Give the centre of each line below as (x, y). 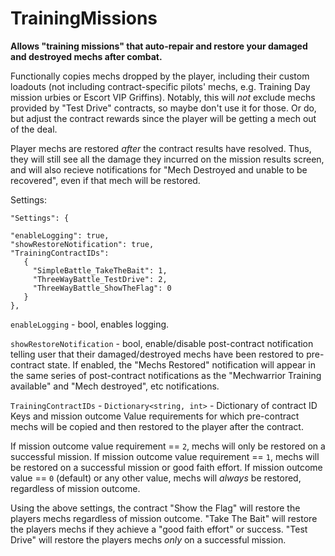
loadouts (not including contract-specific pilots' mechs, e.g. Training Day (160, 86)
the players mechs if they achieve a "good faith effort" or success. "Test (159, 529)
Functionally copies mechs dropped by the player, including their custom (160, 76)
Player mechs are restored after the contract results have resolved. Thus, (161, 148)
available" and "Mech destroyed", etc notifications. (115, 386)
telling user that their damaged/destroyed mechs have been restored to (157, 354)
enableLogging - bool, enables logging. (90, 324)
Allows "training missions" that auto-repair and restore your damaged (159, 46)
